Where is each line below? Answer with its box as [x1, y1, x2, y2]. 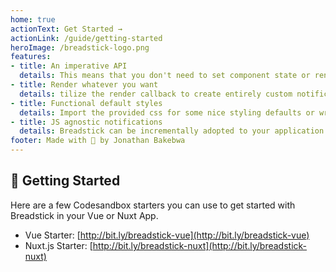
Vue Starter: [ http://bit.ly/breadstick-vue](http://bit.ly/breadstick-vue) [24, 229, 310, 241]
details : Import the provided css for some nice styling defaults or [19, 107, 315, 118]
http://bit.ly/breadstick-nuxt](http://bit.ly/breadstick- [92, 239, 308, 251]
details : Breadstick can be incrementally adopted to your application [19, 126, 325, 136]
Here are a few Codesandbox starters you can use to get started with [10, 199, 296, 211]
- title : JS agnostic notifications [10, 117, 163, 127]
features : [10, 52, 52, 62]
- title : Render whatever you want [10, 80, 159, 90]
